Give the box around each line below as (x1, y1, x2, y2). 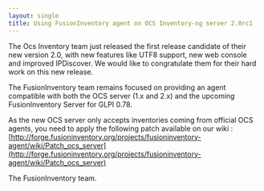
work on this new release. (8, 67, 94, 76)
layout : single (8, 11, 59, 20)
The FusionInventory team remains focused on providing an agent (8, 82, 226, 92)
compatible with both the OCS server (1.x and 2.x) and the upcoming (8, 91, 235, 100)
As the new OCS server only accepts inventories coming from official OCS (8, 115, 254, 124)
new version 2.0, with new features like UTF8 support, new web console (8, 50, 247, 59)
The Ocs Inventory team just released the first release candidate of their (8, 41, 246, 51)
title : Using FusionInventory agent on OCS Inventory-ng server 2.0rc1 (8, 19, 253, 27)
